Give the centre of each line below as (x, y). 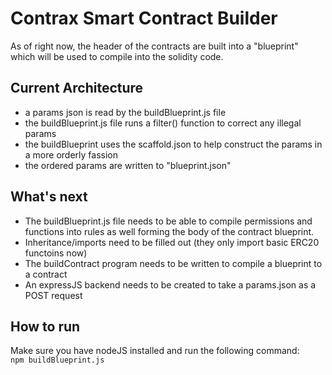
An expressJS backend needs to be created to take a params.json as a (170, 284)
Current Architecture (77, 88)
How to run (45, 326)
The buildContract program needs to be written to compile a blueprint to (173, 263)
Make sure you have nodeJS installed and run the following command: (155, 351)
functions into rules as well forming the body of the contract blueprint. (169, 231)
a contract (46, 274)
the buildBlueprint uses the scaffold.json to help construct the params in (173, 144)
